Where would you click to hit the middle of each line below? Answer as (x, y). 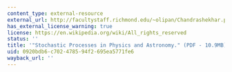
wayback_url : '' (30, 58)
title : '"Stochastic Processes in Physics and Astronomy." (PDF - (105, 45)
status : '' (23, 39)
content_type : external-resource (55, 13)
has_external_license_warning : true (60, 26)
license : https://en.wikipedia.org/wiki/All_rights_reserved (97, 33)
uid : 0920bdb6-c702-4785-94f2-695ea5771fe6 (71, 52)
